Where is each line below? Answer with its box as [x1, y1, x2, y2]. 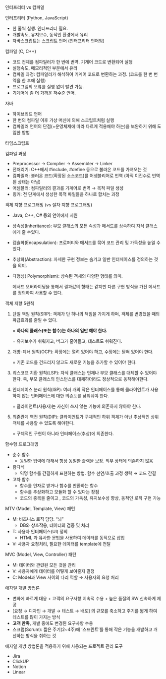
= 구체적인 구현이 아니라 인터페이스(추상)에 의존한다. [12, 431, 114, 436]
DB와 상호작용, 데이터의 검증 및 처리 [19, 522, 89, 528]
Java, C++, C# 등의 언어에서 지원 [12, 212, 78, 218]
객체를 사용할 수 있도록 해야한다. [12, 420, 75, 426]
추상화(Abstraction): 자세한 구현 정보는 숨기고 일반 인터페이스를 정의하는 [12, 256, 153, 262]
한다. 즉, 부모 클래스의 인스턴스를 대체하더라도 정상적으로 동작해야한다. [12, 376, 149, 382]
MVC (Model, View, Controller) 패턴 [5, 552, 77, 557]
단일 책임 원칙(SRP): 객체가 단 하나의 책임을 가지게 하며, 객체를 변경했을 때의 [12, 311, 160, 316]
